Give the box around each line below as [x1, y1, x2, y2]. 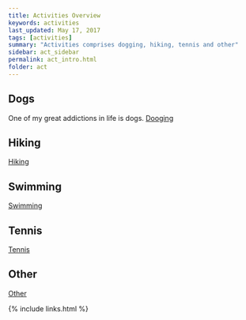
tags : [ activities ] [8, 33, 73, 42]
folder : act [8, 63, 47, 71]
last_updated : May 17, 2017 [8, 26, 101, 34]
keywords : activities [8, 19, 80, 27]
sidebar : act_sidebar [8, 48, 80, 56]
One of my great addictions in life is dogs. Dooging [8, 113, 174, 122]
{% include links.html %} [8, 303, 89, 313]
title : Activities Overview [8, 11, 101, 20]
